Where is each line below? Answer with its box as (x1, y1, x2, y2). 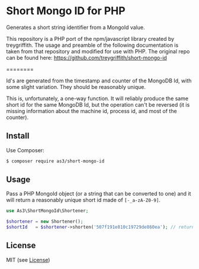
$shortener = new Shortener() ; (6, 219, 84, 225)
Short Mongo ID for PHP (6, 4, 126, 18)
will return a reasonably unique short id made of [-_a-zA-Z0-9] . (6, 197, 161, 204)
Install (6, 131, 30, 141)
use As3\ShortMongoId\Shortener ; (6, 208, 89, 214)
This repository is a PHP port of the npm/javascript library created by (6, 35, 175, 42)
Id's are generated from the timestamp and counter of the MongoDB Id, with (6, 77, 192, 84)
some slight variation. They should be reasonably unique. (6, 83, 146, 90)
